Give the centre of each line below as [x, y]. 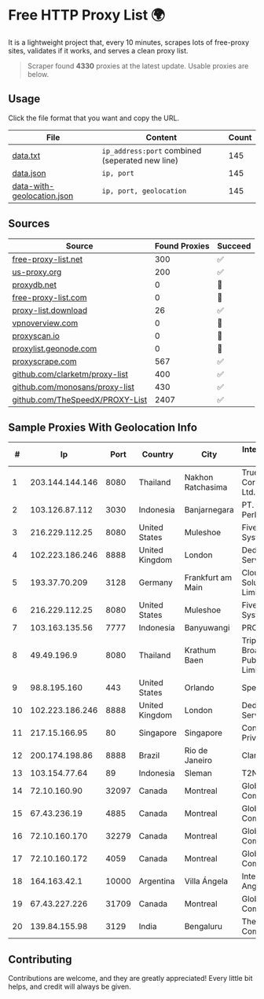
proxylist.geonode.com [55, 348]
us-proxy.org [37, 272]
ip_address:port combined [152, 150]
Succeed [234, 246]
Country [158, 454]
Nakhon [199, 478]
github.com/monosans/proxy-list [73, 387]
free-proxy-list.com [50, 297]
